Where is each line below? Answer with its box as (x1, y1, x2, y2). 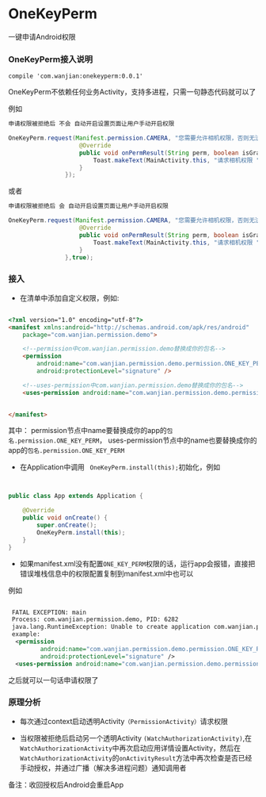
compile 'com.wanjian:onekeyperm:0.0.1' (8, 72, 144, 80)
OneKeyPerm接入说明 (8, 53, 93, 64)
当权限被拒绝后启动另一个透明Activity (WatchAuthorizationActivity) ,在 (19, 733, 252, 742)
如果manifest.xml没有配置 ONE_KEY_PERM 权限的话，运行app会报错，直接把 (19, 558, 256, 568)
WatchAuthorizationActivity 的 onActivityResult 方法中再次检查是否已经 (19, 753, 253, 762)
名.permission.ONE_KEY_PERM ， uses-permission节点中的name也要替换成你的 (8, 435, 257, 445)
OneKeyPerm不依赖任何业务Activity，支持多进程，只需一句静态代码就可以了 (8, 87, 256, 97)
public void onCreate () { (22, 514, 108, 522)
